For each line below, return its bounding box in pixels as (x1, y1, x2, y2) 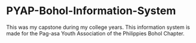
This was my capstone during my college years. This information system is (6, 24, 190, 31)
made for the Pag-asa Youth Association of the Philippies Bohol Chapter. (6, 29, 185, 37)
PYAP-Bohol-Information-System (6, 4, 176, 18)
